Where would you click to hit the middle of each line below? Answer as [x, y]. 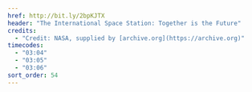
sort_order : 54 [33, 75]
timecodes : [26, 46]
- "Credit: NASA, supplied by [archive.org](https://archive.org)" [130, 38]
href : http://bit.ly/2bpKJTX [56, 16]
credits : [22, 30]
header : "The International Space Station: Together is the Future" [124, 23]
